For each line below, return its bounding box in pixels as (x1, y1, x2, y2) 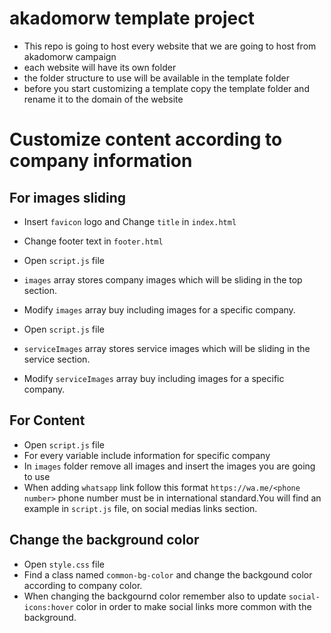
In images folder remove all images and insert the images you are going (23, 460, 316, 472)
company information (9, 150, 193, 172)
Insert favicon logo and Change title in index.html (23, 215, 237, 227)
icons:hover (23, 602, 74, 612)
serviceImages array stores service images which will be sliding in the (23, 342, 311, 354)
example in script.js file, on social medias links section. (23, 502, 258, 514)
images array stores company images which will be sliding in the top (23, 273, 303, 286)
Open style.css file (23, 558, 105, 570)
